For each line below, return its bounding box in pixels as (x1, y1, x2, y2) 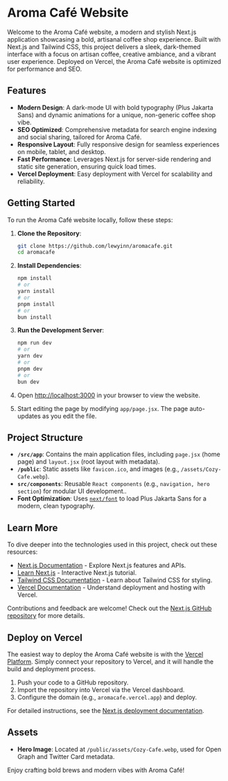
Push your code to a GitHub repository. (17, 678, 129, 687)
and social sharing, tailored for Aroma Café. (17, 133, 142, 141)
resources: (7, 548, 38, 556)
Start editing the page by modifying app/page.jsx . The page (17, 404, 188, 412)
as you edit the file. (42, 412, 97, 420)
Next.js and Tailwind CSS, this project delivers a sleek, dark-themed (7, 42, 201, 51)
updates (17, 412, 42, 420)
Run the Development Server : (17, 326, 105, 335)
